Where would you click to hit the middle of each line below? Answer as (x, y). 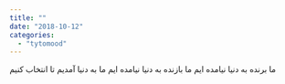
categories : (32, 35)
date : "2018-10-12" (47, 26)
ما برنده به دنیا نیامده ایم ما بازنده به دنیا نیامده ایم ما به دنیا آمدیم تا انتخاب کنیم (143, 69)
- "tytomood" (42, 43)
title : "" (28, 18)
